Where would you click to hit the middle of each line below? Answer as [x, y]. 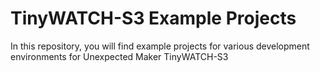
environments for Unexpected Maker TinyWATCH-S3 [119, 56]
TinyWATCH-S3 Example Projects [153, 18]
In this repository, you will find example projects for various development [160, 46]
